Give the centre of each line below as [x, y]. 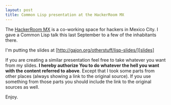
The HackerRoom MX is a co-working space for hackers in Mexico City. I [82, 29]
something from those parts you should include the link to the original [78, 82]
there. [11, 40]
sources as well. [22, 87]
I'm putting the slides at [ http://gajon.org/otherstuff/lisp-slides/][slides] [80, 50]
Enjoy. [12, 97]
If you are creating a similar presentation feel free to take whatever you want [86, 60]
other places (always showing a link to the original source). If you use [78, 76]
